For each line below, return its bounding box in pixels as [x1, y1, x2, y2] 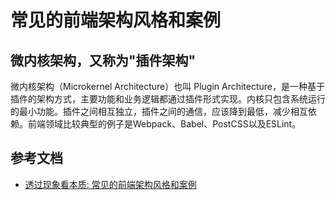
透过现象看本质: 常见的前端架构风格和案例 [24, 178, 197, 190]
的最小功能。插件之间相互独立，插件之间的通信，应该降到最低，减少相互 [10, 106, 308, 117]
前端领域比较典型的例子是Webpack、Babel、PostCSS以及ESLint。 [27, 118, 302, 130]
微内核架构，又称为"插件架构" [10, 52, 197, 69]
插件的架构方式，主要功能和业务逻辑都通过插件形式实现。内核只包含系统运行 [10, 93, 326, 105]
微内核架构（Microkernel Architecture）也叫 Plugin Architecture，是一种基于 [10, 81, 326, 92]
